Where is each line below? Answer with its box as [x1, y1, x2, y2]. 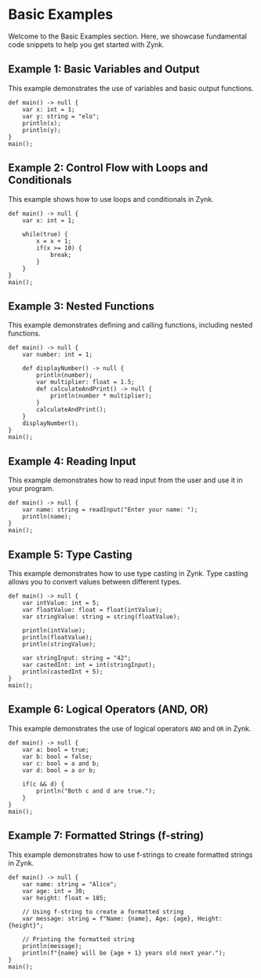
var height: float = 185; [22, 894, 107, 902]
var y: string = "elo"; [22, 112, 100, 120]
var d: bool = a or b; [22, 766, 96, 775]
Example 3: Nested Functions [8, 299, 154, 313]
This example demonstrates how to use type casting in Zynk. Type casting [8, 569, 248, 578]
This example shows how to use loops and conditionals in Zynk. [8, 194, 214, 203]
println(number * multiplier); [49, 392, 153, 400]
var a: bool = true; [22, 745, 89, 753]
